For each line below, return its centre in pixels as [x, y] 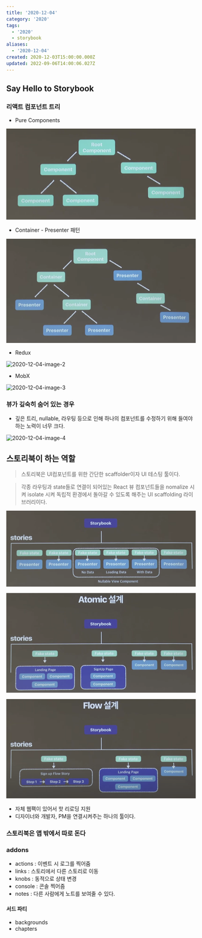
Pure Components [37, 120]
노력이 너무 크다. [45, 426]
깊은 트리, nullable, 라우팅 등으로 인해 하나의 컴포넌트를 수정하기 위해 [96, 419]
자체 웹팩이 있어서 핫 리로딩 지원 [53, 809]
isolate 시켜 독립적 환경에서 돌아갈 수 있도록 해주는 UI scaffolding [105, 494]
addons [17, 850]
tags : [13, 25]
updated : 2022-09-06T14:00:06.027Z [51, 63]
